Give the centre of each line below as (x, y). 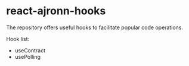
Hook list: (18, 39)
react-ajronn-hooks (56, 11)
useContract (30, 50)
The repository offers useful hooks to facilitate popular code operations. (95, 27)
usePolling (27, 56)
